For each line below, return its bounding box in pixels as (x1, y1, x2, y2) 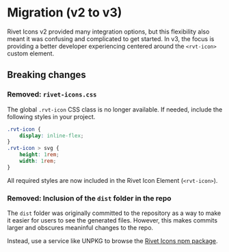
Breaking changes (7, 69, 87, 81)
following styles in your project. (7, 112, 96, 121)
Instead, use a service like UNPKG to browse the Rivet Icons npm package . (7, 237, 218, 245)
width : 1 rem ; (19, 157, 57, 164)
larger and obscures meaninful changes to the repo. (7, 224, 154, 232)
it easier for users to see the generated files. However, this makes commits (7, 216, 217, 225)
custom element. (7, 49, 55, 58)
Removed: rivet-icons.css (7, 90, 97, 99)
